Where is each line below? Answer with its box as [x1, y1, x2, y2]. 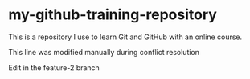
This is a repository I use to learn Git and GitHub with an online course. [8, 32, 243, 41]
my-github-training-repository [8, 6, 217, 24]
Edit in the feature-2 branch [8, 62, 100, 73]
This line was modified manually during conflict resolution [8, 47, 199, 57]
